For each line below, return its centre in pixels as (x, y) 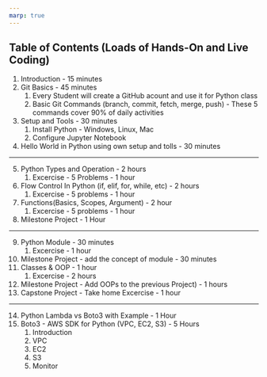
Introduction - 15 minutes (61, 79)
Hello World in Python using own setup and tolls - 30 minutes (120, 147)
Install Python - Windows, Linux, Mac (93, 129)
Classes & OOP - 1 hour (59, 268)
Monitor (45, 366)
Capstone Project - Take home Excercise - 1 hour (101, 293)
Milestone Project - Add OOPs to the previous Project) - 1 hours (124, 284)
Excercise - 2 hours (64, 276)
